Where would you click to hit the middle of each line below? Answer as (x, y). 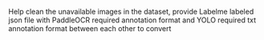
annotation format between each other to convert (90, 28)
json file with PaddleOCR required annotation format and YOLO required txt (132, 20)
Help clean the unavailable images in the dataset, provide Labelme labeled (131, 12)
